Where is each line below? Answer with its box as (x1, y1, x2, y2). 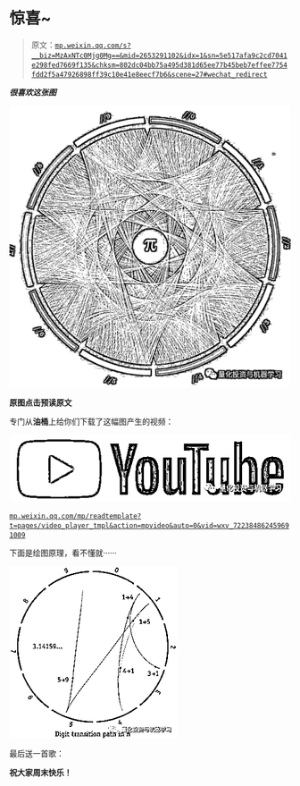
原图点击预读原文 (9, 397, 72, 408)
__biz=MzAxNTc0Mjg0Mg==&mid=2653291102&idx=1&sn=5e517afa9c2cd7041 (30, 51, 287, 60)
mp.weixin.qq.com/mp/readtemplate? (9, 511, 142, 521)
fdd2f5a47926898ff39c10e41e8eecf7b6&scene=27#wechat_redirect (30, 70, 268, 79)
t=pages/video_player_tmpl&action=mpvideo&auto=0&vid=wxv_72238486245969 (9, 521, 290, 530)
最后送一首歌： (9, 748, 64, 759)
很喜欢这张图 (9, 87, 56, 97)
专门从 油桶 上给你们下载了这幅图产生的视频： (9, 416, 174, 427)
